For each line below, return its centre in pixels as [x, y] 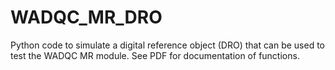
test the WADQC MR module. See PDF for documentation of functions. [155, 55]
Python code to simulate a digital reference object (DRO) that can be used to [168, 45]
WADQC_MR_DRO [86, 17]
